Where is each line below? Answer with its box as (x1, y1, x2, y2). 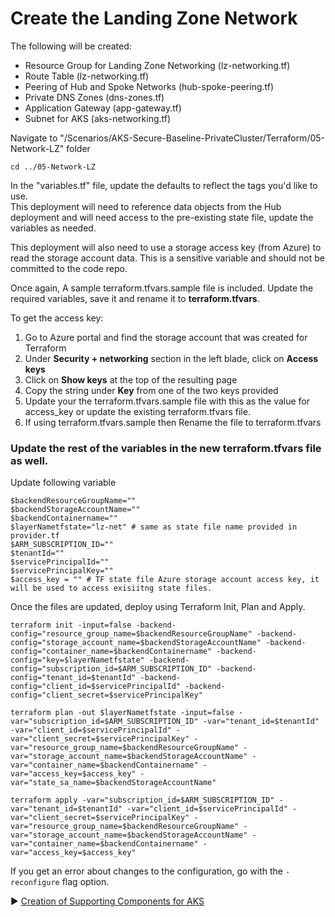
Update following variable (10, 477, 117, 489)
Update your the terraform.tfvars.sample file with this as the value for (24, 395, 311, 407)
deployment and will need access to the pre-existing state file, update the (10, 211, 314, 223)
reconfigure (10, 878, 60, 888)
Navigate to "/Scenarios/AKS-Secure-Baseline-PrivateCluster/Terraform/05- (10, 132, 326, 144)
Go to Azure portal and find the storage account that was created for (24, 331, 308, 343)
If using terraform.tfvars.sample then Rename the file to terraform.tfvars (24, 416, 322, 428)
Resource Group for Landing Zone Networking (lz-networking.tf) (24, 59, 291, 71)
